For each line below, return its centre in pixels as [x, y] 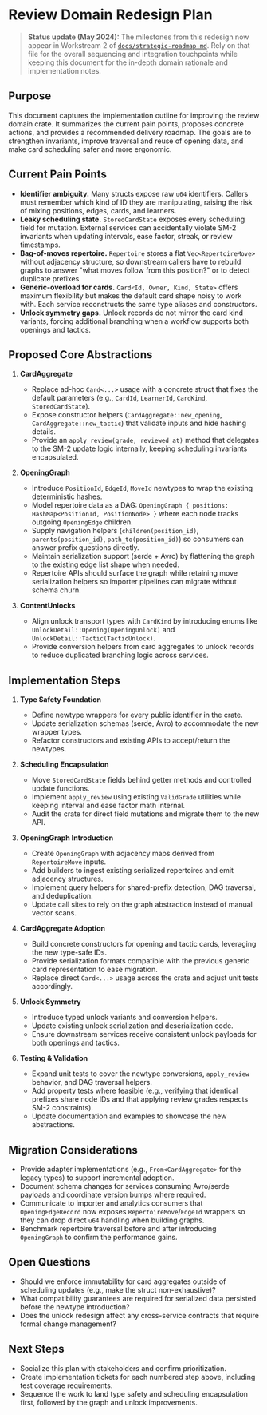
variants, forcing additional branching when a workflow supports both [134, 321]
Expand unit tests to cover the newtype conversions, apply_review [140, 1074]
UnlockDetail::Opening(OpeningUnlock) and [103, 630]
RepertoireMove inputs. [69, 862]
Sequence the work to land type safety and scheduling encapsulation [134, 1393]
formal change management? [68, 1324]
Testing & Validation [54, 1058]
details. [44, 432]
